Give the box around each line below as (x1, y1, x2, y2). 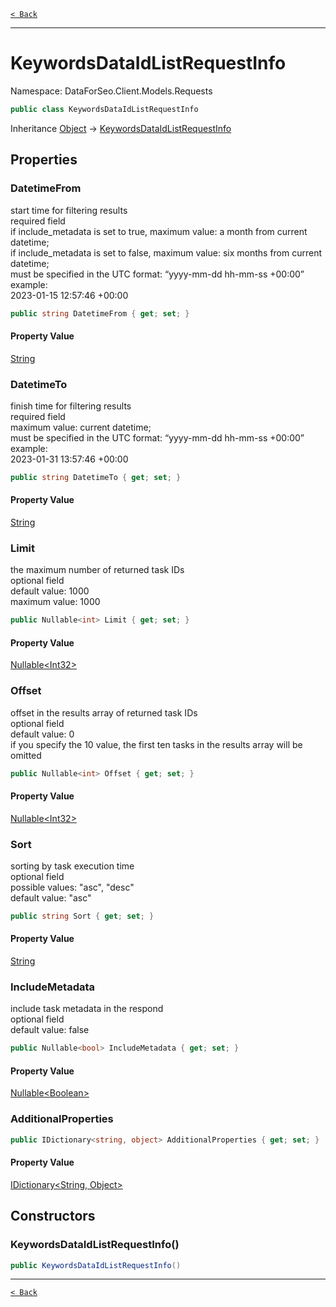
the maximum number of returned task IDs (10, 564, 185, 576)
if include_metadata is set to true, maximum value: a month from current (10, 225, 308, 237)
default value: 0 (10, 728, 75, 740)
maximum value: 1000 (10, 596, 101, 608)
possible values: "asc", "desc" (10, 881, 135, 893)
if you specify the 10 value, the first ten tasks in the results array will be (10, 738, 303, 750)
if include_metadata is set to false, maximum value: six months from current (10, 246, 323, 259)
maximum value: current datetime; (10, 421, 152, 433)
